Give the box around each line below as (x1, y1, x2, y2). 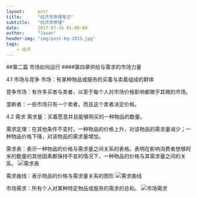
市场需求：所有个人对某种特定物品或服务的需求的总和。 (6, 185, 140, 192)
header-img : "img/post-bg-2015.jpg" (6, 36, 96, 42)
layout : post (6, 8, 49, 15)
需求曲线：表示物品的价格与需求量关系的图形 (6, 172, 114, 179)
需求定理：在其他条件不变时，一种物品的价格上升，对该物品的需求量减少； (6, 125, 186, 132)
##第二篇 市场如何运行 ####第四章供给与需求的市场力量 (6, 63, 142, 70)
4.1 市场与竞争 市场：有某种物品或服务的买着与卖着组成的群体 (6, 75, 154, 82)
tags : (6, 42, 19, 47)
